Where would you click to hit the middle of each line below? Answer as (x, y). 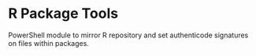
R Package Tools (63, 14)
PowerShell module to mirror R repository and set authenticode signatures (128, 35)
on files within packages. (48, 43)
